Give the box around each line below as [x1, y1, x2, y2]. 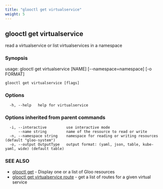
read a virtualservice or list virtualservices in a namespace [5, 42, 122, 49]
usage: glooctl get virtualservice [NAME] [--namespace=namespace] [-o [5, 66, 152, 72]
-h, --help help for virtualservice [9, 103, 89, 108]
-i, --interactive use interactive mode [9, 125, 110, 130]
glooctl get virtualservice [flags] [5, 80, 80, 85]
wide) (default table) [18, 147, 64, 151]
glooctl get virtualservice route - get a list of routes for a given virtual [12, 174, 151, 180]
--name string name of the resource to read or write [18, 130, 147, 134]
